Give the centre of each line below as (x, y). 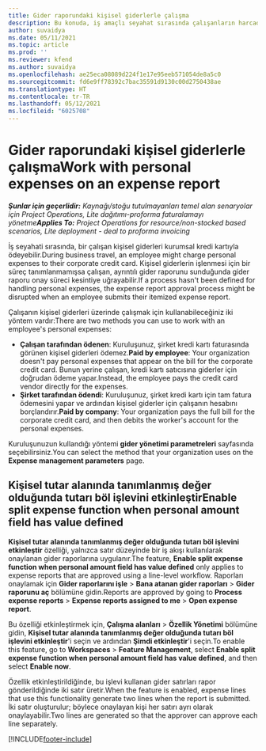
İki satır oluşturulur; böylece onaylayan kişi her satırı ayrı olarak (111, 707)
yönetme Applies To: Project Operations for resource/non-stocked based (127, 222)
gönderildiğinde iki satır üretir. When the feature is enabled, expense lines (127, 690)
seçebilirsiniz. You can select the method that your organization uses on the (131, 452)
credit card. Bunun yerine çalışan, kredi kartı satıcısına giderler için (128, 370)
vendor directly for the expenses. (74, 386)
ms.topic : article (38, 45)
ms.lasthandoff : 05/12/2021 (55, 104)
